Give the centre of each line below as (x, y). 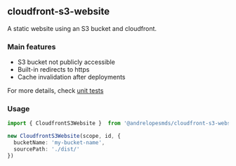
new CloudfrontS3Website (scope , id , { (64, 136)
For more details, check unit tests (55, 91)
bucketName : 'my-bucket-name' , (59, 143)
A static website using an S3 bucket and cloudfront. (82, 28)
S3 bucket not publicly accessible (66, 62)
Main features (32, 46)
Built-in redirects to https (53, 70)
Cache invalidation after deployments (71, 77)
